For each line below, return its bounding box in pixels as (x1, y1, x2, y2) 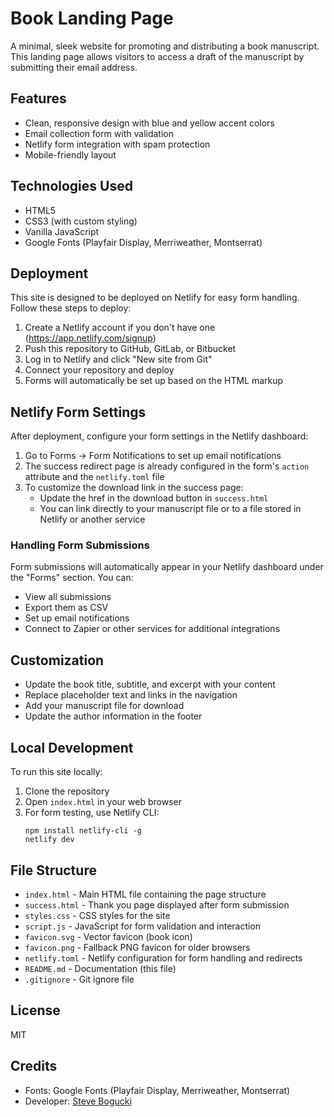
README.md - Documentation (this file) (24, 962, 177, 974)
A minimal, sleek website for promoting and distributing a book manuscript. (10, 40, 320, 52)
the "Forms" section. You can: (10, 572, 134, 584)
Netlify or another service (39, 513, 146, 526)
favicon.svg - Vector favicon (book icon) (24, 930, 193, 942)
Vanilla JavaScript (24, 225, 100, 237)
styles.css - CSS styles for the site (24, 909, 171, 921)
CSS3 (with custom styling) (24, 215, 138, 227)
